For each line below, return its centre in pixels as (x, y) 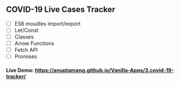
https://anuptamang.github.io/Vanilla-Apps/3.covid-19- (104, 70)
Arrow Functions (34, 43)
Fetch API (26, 50)
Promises (26, 56)
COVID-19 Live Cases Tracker (61, 10)
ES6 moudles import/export (47, 23)
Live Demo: (20, 70)
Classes (24, 37)
